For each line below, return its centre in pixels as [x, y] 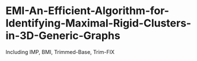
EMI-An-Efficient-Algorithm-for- [88, 11]
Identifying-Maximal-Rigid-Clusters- [99, 23]
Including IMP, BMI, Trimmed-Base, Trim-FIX [60, 52]
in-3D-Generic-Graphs [63, 36]
